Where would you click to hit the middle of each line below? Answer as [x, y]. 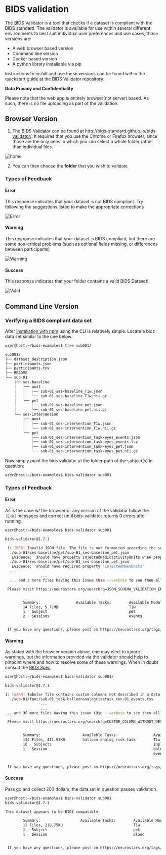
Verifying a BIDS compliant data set [48, 321]
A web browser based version [43, 48]
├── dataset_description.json [36, 359]
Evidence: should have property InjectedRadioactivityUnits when [82, 557]
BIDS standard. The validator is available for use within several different [78, 28]
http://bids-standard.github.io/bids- [121, 131]
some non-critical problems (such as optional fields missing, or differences [82, 244]
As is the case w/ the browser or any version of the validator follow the [77, 511]
